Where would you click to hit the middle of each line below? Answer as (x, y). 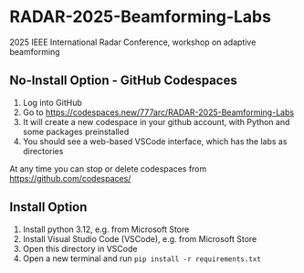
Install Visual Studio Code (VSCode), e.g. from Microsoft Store (140, 238)
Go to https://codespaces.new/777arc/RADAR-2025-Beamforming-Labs (158, 112)
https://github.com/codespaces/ (70, 178)
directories (43, 151)
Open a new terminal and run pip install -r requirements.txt (142, 258)
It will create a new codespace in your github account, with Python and (156, 121)
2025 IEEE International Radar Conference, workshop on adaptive (133, 42)
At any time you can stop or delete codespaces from (108, 168)
